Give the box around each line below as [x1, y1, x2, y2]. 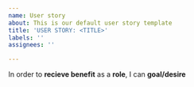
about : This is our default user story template [8, 19, 173, 27]
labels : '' [8, 33, 45, 42]
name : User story [8, 11, 66, 20]
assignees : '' [8, 41, 56, 49]
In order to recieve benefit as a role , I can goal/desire [8, 70, 186, 79]
